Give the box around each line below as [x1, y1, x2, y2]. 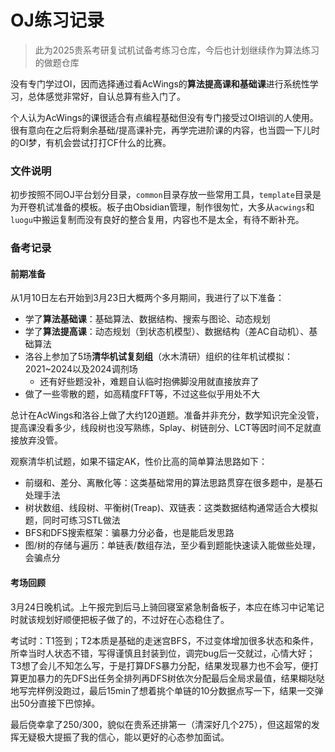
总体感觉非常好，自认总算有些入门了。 [27, 90, 186, 102]
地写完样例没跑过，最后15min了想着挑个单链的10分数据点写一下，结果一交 [10, 684, 315, 696]
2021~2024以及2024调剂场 [24, 363, 138, 375]
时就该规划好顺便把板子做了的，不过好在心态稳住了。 [10, 613, 230, 625]
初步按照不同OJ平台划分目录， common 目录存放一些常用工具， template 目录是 [10, 189, 322, 201]
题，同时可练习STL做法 [24, 514, 121, 526]
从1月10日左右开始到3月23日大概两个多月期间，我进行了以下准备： [10, 292, 285, 304]
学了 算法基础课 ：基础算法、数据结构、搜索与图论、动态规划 [24, 313, 271, 325]
